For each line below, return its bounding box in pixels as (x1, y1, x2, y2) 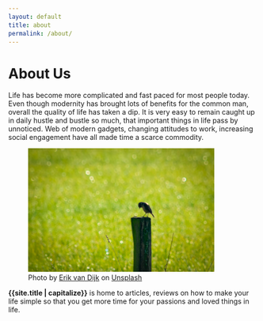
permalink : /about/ (8, 29, 73, 37)
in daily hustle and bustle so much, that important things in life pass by (8, 115, 238, 126)
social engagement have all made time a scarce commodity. (8, 133, 204, 142)
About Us (8, 64, 71, 82)
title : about (8, 21, 51, 29)
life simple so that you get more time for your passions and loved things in (8, 296, 250, 306)
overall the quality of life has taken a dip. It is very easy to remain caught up (8, 108, 255, 117)
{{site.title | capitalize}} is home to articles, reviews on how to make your (8, 289, 250, 298)
